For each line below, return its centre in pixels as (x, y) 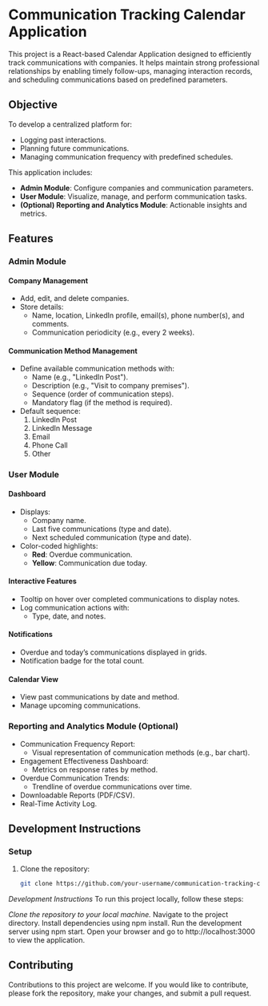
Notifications (31, 635)
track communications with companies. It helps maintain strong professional (134, 63)
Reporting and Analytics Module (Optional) (93, 726)
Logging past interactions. (63, 140)
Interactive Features (43, 581)
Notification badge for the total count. (82, 661)
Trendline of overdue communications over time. (112, 786)
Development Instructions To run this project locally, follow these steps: (126, 899)
